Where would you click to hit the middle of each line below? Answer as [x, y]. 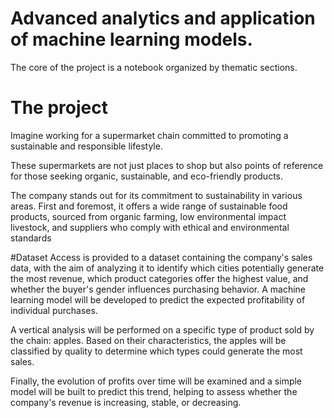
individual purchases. [54, 310]
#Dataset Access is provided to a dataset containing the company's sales [161, 257]
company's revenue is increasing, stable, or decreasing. [126, 402]
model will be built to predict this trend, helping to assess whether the [154, 391]
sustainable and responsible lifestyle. [86, 146]
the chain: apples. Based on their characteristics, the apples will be [148, 340]
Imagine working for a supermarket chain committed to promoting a [149, 135]
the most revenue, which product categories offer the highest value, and [159, 278]
